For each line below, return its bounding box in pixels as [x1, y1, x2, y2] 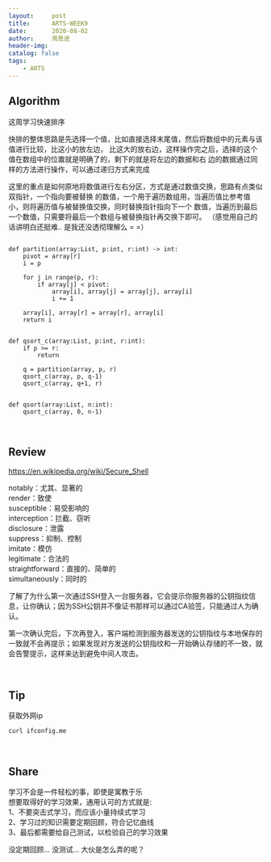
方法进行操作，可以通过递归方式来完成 [22, 164, 150, 174]
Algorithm [8, 95, 60, 108]
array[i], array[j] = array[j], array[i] [51, 288, 194, 296]
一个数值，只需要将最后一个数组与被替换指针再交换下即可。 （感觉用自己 [8, 212, 251, 221]
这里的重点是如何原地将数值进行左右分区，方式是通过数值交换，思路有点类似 [8, 181, 263, 191]
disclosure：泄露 [8, 524, 65, 533]
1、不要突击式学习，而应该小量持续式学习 [8, 807, 146, 817]
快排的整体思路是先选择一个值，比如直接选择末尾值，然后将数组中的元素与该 [8, 134, 263, 144]
